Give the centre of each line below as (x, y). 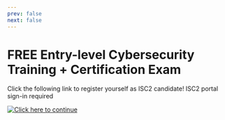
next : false (24, 20)
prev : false (24, 14)
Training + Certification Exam (94, 69)
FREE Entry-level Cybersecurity (101, 55)
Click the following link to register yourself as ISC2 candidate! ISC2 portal (113, 89)
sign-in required (30, 96)
